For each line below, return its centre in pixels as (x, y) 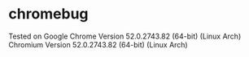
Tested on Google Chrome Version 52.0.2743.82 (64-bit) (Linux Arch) (125, 36)
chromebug (48, 14)
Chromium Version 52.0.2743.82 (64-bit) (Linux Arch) (98, 44)
